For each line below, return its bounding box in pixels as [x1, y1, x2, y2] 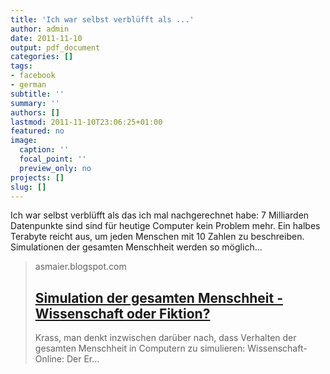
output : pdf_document [10, 42, 101, 53]
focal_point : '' [19, 154, 87, 164]
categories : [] [10, 52, 74, 62]
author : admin [10, 24, 70, 34]
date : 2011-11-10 [10, 33, 83, 43]
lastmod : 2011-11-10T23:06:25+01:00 [10, 117, 163, 127]
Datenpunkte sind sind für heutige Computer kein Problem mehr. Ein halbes [10, 220, 321, 232]
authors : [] [10, 107, 60, 118]
